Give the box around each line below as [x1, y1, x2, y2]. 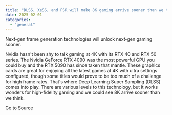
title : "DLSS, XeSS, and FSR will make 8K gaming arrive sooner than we [5, 7, 164, 13]
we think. [5, 95, 25, 101]
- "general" [10, 22, 36, 27]
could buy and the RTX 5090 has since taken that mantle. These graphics [5, 62, 160, 68]
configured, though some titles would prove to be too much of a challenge [5, 73, 162, 80]
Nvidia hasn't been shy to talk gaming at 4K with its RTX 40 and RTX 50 [5, 51, 157, 57]
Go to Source [5, 105, 33, 111]
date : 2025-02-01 [5, 12, 42, 17]
